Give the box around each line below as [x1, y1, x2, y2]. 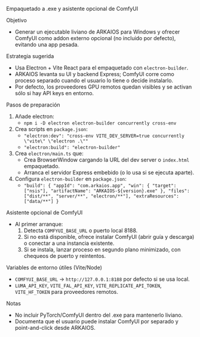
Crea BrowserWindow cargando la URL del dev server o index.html [23, 156, 190, 163]
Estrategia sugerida [6, 53, 54, 59]
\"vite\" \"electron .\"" [23, 138, 88, 144]
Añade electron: [14, 113, 55, 120]
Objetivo [6, 17, 27, 23]
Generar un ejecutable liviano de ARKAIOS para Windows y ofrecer [14, 28, 180, 35]
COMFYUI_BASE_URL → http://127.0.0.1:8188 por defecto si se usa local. [14, 275, 190, 283]
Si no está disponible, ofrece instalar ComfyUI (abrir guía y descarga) [23, 233, 195, 240]
